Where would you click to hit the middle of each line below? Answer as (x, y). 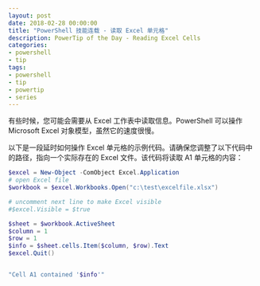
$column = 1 (28, 231)
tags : (17, 68)
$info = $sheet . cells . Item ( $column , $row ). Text (89, 246)
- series (23, 97)
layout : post (30, 16)
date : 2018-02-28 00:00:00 (53, 23)
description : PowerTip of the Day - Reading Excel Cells (105, 38)
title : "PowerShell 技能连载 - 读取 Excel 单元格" (88, 30)
